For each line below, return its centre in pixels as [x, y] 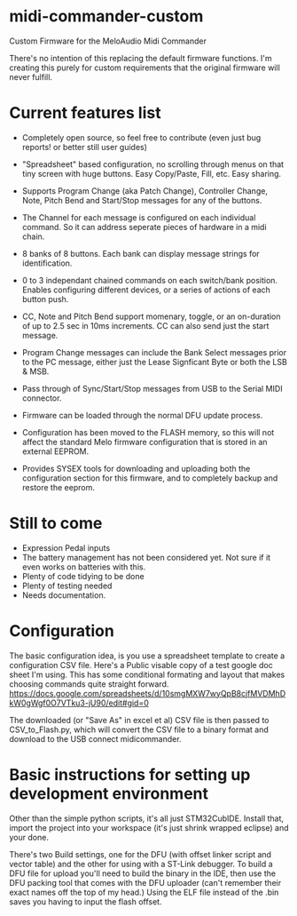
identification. [47, 263]
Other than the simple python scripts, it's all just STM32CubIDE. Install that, [147, 818]
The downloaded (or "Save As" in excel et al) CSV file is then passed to [139, 720]
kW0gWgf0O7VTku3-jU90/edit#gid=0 [79, 703]
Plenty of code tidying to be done [83, 576]
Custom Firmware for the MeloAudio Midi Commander [108, 41]
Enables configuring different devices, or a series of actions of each [146, 290]
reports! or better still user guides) [85, 147]
